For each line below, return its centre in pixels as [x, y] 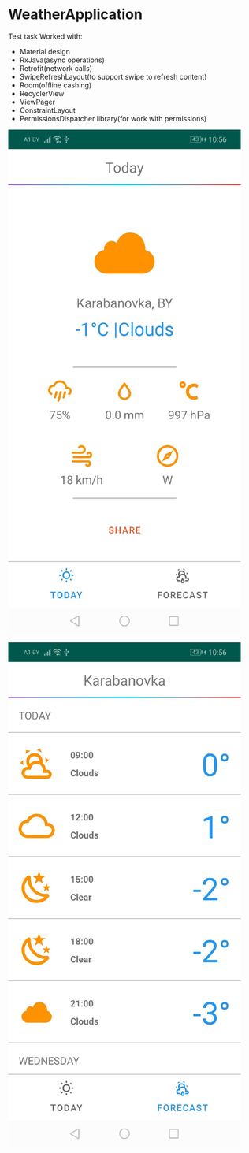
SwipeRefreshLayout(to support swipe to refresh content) [113, 76]
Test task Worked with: [45, 36]
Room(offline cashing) [56, 85]
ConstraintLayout [48, 110]
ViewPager [37, 102]
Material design [45, 51]
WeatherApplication [76, 15]
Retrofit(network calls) [56, 68]
